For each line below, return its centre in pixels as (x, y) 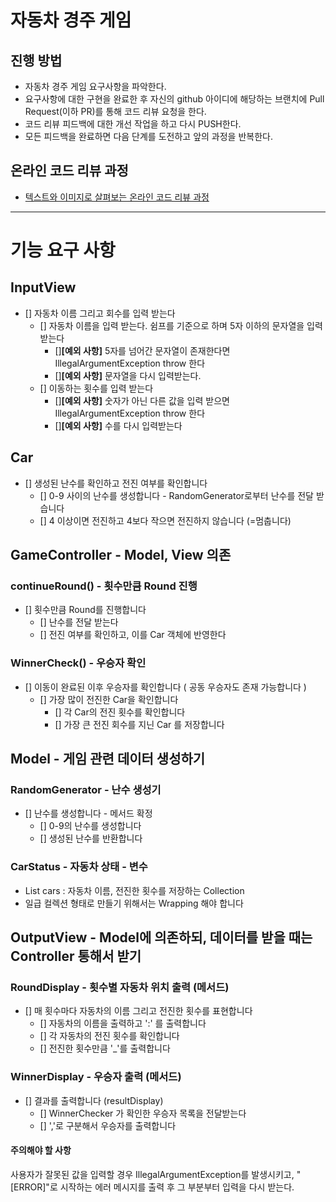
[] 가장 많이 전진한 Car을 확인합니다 (109, 699)
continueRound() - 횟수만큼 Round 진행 (104, 586)
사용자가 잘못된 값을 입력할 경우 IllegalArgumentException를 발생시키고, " (156, 1174)
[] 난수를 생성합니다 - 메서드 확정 (88, 813)
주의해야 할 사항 (41, 1150)
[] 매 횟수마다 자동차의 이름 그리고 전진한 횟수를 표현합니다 (138, 1011)
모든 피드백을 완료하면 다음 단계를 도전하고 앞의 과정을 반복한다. (148, 136)
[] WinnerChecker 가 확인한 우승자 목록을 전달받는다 (143, 1113)
